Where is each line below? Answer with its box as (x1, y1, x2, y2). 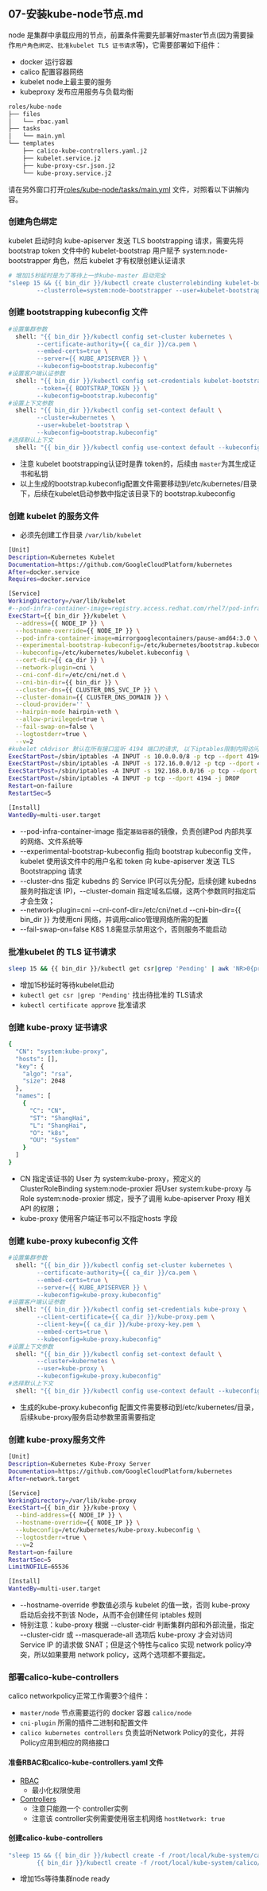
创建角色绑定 (8, 216, 58, 227)
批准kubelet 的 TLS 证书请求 (8, 946, 117, 957)
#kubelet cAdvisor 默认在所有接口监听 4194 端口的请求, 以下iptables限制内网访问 (8, 745, 260, 753)
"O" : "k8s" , (29, 1129, 69, 1137)
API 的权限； (19, 1203, 62, 1213)
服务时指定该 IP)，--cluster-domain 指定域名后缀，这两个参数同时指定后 (19, 885, 256, 896)
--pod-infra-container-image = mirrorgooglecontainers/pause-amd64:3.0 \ (15, 634, 258, 642)
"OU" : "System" (29, 1136, 80, 1145)
